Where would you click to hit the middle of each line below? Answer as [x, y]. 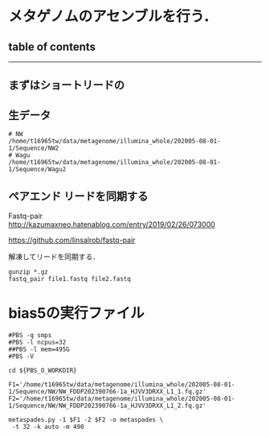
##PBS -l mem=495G [39, 349]
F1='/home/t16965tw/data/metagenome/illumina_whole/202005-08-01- [122, 384]
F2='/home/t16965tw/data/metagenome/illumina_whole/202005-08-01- [122, 398]
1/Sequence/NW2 [34, 148]
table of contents [52, 46]
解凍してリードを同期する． [54, 257]
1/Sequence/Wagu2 [37, 170]
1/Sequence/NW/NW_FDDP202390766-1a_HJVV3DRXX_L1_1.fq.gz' [107, 391]
